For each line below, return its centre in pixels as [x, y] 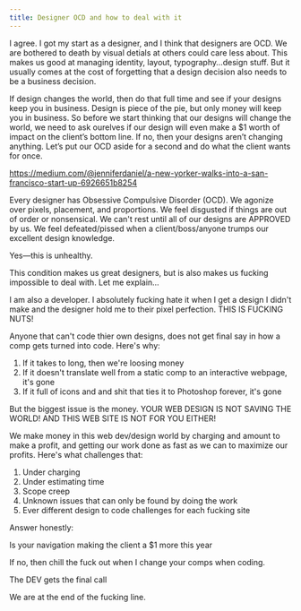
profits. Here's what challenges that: [76, 454]
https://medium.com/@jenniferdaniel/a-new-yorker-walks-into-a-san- [139, 173]
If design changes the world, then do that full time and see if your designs [146, 99]
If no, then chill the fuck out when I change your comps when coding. [138, 562]
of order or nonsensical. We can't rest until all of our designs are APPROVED [150, 219]
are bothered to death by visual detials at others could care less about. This [149, 52]
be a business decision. [53, 81]
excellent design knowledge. [62, 237]
